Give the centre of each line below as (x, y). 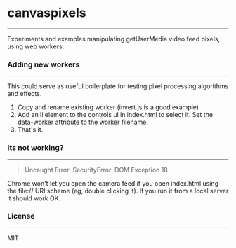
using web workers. (36, 46)
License (21, 216)
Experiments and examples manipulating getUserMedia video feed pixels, (113, 39)
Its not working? (36, 148)
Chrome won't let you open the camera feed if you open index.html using (113, 183)
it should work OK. (34, 198)
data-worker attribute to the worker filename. (83, 122)
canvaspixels (47, 13)
